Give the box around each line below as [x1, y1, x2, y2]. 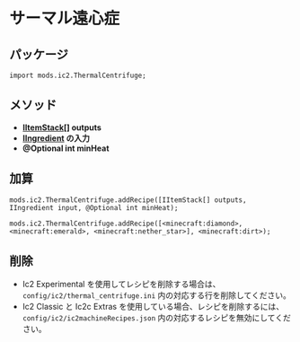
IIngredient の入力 [22, 132, 91, 144]
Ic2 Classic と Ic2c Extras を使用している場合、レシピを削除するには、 [22, 302, 285, 312]
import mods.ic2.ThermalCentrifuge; [9, 71, 146, 80]
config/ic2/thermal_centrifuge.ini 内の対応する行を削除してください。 [22, 290, 292, 301]
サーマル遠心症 [9, 8, 120, 29]
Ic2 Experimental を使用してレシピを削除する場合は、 [22, 279, 221, 290]
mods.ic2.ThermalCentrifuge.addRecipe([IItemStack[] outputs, [9, 195, 247, 205]
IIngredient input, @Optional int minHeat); [9, 203, 179, 212]
